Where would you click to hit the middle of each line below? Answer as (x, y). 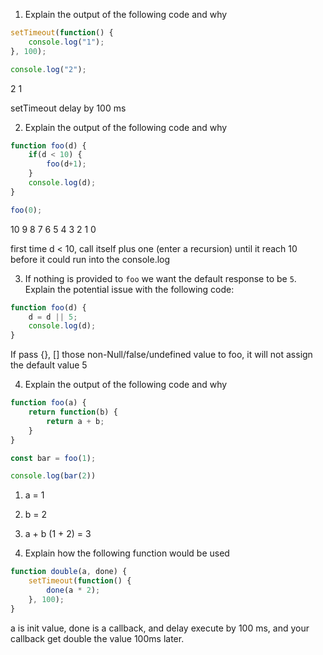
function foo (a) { (48, 403)
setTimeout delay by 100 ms (68, 108)
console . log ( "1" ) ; (66, 42)
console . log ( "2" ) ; (48, 69)
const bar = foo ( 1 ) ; (53, 458)
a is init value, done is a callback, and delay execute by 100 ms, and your (160, 628)
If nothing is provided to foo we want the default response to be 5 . (160, 278)
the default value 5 (49, 365)
